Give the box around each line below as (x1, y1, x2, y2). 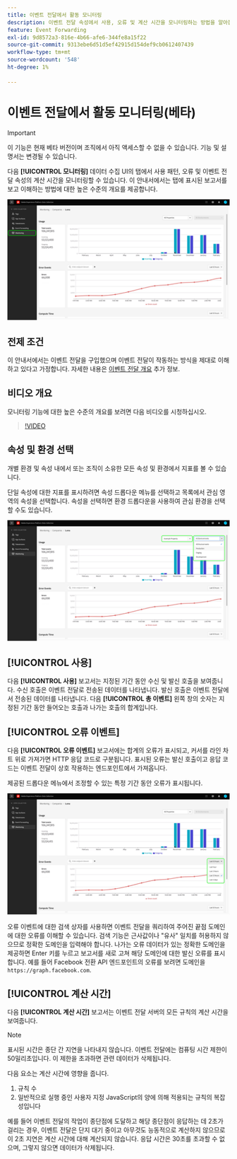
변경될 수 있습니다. (25, 152, 78, 161)
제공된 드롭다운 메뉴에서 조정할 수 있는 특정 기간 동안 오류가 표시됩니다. (7, 779, 203, 787)
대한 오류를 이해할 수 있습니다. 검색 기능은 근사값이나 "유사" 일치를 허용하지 (14, 931, 222, 940)
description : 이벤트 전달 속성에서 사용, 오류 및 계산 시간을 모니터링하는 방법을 (7, 18, 215, 26)
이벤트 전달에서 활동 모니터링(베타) (7, 105, 196, 120)
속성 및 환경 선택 (7, 444, 74, 456)
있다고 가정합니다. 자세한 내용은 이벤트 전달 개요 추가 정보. (20, 365, 181, 373)
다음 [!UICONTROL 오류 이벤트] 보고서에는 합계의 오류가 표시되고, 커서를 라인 (7, 746, 221, 755)
